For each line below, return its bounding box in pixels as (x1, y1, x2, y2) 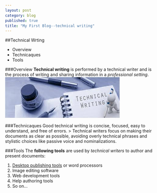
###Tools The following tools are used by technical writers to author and (5, 148, 153, 154)
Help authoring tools (12, 178, 54, 184)
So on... (12, 183, 28, 189)
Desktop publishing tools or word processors (12, 162, 103, 168)
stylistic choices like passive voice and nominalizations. (5, 138, 117, 144)
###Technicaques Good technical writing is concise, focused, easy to (5, 123, 145, 129)
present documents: (5, 153, 45, 159)
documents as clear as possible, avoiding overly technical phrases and (5, 133, 147, 139)
